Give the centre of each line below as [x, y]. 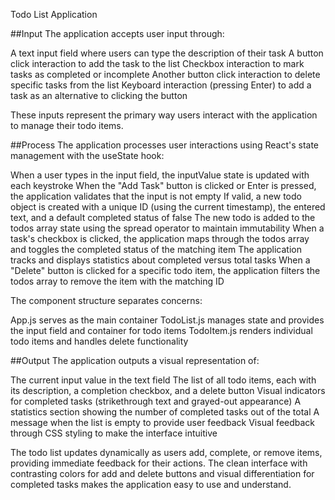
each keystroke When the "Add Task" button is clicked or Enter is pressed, [163, 185]
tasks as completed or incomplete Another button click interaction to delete [165, 74]
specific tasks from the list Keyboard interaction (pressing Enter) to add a [161, 85]
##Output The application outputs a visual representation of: [135, 360]
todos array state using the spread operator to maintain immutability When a [167, 228]
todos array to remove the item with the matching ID [117, 281]
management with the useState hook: [87, 155]
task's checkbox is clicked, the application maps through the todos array [160, 238]
